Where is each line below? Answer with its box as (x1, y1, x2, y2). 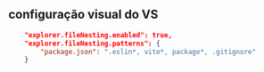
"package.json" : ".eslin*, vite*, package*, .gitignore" (40, 47, 256, 56)
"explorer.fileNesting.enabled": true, (24, 30, 173, 39)
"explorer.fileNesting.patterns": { (24, 39, 161, 48)
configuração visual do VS (8, 7, 159, 22)
